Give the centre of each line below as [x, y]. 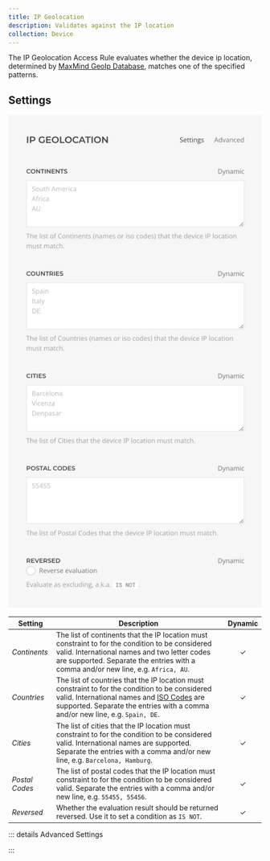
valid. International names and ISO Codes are [130, 697]
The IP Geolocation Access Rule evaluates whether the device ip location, [130, 58]
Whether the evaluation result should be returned [137, 808]
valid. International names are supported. [123, 743]
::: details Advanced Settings [56, 834]
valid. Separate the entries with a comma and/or [135, 788]
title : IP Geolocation [46, 17]
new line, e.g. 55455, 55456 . [101, 797]
